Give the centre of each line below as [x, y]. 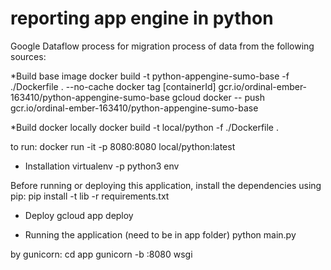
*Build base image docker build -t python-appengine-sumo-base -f [150, 76]
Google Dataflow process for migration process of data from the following [162, 46]
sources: [28, 56]
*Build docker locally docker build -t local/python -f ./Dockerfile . [145, 127]
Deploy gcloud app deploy [79, 215]
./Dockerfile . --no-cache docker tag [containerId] [113, 86]
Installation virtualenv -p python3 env [102, 166]
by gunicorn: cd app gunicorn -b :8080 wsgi [101, 254]
